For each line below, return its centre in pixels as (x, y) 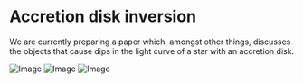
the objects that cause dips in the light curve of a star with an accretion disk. (152, 51)
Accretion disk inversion (103, 17)
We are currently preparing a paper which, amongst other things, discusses (150, 41)
